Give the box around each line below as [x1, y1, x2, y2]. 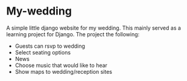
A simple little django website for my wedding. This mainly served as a [6, 24, 181, 31]
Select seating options [14, 48, 71, 56]
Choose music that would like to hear [14, 62, 107, 69]
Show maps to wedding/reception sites [14, 68, 113, 75]
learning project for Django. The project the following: [6, 30, 140, 37]
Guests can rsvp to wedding [14, 42, 86, 50]
